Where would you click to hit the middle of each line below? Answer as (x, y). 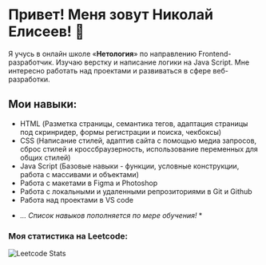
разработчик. (31, 62)
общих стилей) (45, 157)
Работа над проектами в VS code (77, 200)
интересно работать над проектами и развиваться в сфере (110, 70)
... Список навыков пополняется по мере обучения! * (111, 215)
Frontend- (215, 53)
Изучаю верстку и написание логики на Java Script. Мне (153, 62)
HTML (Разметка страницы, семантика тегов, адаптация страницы (134, 123)
